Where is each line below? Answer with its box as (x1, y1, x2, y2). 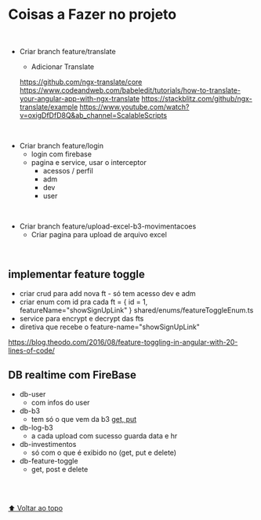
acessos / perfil (42, 166, 94, 175)
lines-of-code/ (8, 346, 55, 355)
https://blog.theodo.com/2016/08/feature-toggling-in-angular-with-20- (8, 337, 238, 346)
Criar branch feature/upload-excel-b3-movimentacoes (19, 222, 197, 231)
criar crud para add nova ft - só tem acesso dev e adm (19, 288, 196, 298)
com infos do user (31, 397, 90, 407)
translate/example (19, 102, 78, 112)
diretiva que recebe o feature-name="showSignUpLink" (19, 322, 200, 331)
